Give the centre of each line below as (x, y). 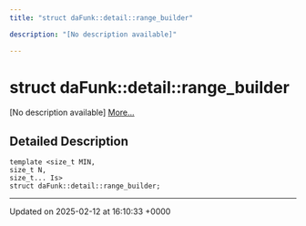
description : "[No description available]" (93, 34)
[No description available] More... (72, 113)
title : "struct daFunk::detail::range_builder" (102, 18)
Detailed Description (69, 141)
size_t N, (28, 170)
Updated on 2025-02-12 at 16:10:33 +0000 (90, 211)
